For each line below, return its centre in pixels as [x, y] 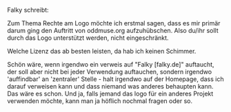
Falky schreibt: [28, 10]
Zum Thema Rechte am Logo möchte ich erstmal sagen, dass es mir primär [114, 23]
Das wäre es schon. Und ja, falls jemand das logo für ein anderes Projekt [110, 93]
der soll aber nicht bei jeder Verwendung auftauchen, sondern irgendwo [110, 72]
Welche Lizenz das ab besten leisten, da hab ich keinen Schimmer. [102, 51]
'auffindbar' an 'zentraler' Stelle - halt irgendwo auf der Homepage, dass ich [115, 79]
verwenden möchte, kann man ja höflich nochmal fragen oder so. [100, 101]
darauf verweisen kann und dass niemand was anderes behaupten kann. [110, 86]
